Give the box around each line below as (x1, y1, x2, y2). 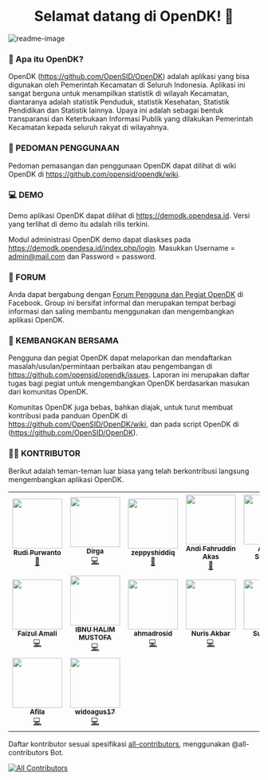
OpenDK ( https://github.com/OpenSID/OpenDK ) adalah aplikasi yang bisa (8, 72, 250, 81)
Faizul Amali (17, 628, 57, 638)
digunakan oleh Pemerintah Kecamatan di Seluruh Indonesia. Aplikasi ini (8, 80, 246, 90)
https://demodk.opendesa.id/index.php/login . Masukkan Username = (8, 243, 235, 252)
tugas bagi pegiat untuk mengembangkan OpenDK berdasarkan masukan (8, 378, 250, 388)
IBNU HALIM (75, 624, 116, 634)
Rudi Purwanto (13, 548, 61, 557)
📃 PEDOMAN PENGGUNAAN (8, 143, 120, 154)
